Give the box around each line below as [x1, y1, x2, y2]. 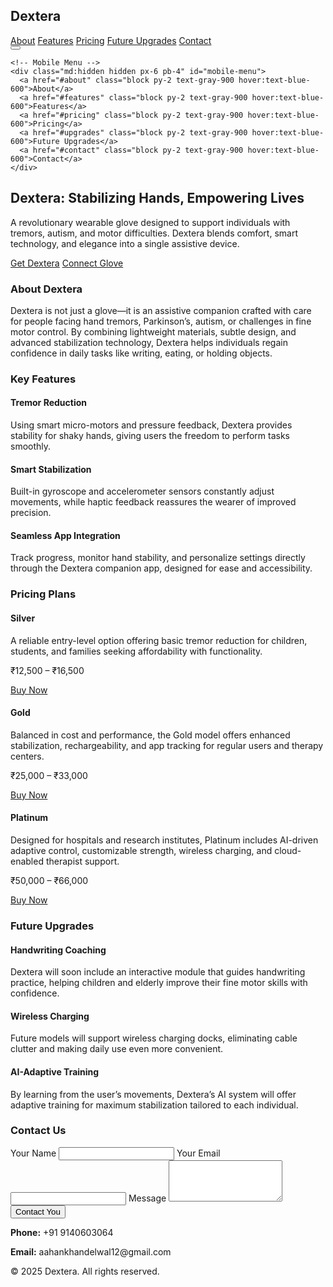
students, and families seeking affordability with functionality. [10, 645, 263, 657]
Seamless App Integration [10, 529, 121, 541]
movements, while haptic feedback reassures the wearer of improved [10, 496, 297, 508]
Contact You [15, 1206, 61, 1217]
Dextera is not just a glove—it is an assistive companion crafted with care [10, 304, 312, 316]
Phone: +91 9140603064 [10, 1226, 114, 1238]
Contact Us [10, 1124, 67, 1138]
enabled [10, 855, 44, 867]
